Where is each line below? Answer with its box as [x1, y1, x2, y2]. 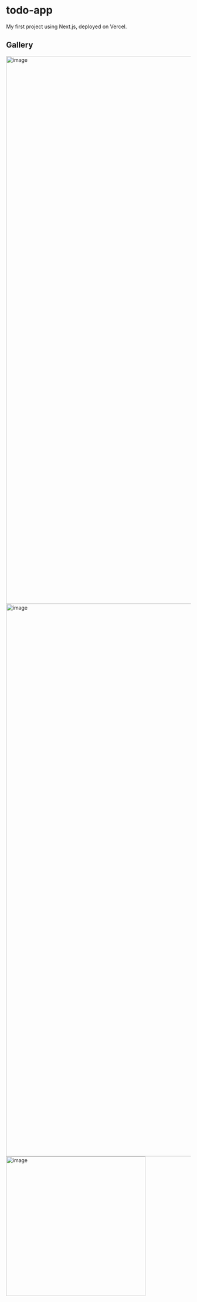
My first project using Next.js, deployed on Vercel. [6, 23, 127, 30]
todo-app [6, 4, 53, 17]
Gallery [6, 40, 33, 50]
